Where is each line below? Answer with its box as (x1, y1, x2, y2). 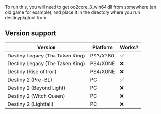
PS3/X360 (90, 52, 115, 59)
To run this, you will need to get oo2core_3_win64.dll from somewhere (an (5, 4, 157, 10)
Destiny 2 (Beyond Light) (7, 84, 66, 91)
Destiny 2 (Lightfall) (7, 100, 54, 107)
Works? (119, 44, 139, 51)
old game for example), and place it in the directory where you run (5, 9, 140, 15)
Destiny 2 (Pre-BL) (7, 76, 53, 83)
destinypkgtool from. (5, 15, 48, 20)
